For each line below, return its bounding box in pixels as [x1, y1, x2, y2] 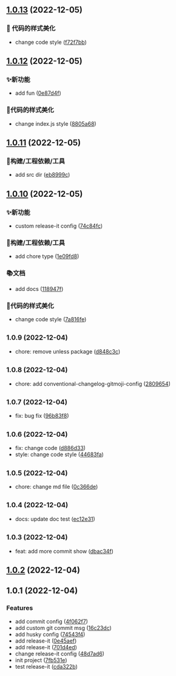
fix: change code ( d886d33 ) [15, 445, 86, 452]
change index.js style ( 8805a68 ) [15, 120, 96, 127]
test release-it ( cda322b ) [15, 663, 78, 670]
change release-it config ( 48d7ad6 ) [15, 650, 105, 657]
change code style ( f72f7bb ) [15, 38, 87, 46]
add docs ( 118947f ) [15, 285, 64, 292]
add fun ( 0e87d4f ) [15, 89, 62, 97]
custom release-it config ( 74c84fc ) [15, 222, 103, 230]
